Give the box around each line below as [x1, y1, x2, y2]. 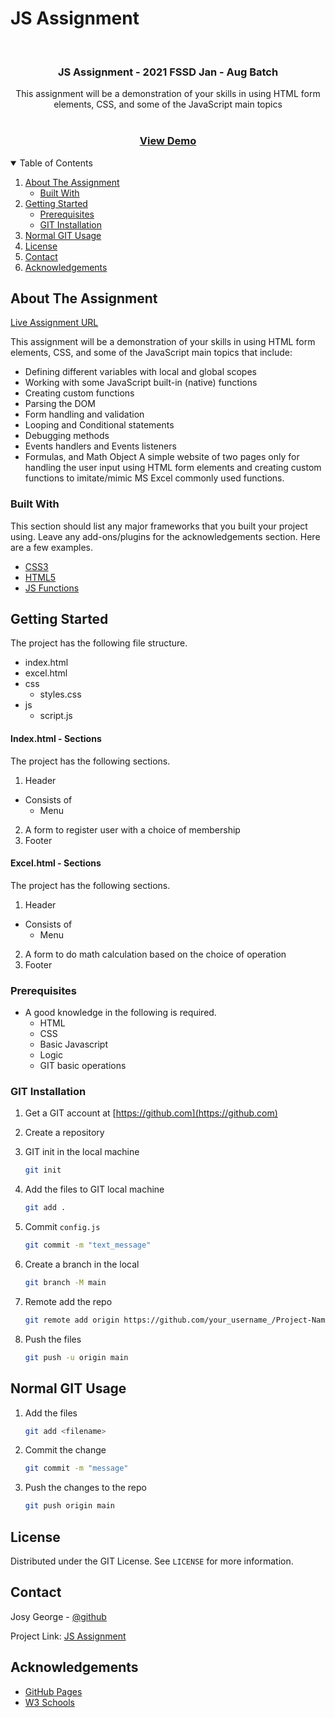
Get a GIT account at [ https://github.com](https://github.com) [24, 1107, 278, 1119]
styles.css [39, 688, 82, 701]
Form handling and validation [24, 408, 145, 421]
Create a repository [24, 1127, 105, 1139]
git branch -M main [24, 1278, 107, 1288]
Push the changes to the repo [24, 1482, 147, 1494]
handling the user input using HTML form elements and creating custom [24, 462, 322, 474]
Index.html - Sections [10, 733, 102, 745]
